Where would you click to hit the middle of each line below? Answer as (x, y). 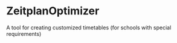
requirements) (24, 33)
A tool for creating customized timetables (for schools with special (89, 27)
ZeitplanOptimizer (53, 11)
